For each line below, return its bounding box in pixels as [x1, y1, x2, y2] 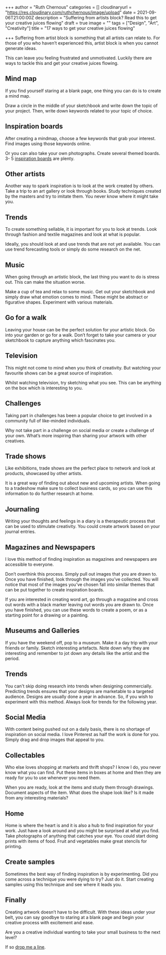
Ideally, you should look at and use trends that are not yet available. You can [5, 241, 161, 247]
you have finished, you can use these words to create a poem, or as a [5, 607, 147, 613]
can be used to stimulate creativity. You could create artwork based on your [5, 524, 160, 530]
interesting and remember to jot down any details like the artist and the [5, 650, 150, 656]
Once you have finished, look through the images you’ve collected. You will [5, 576, 159, 582]
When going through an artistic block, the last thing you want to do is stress [5, 274, 160, 280]
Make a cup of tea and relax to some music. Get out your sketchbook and [5, 289, 155, 295]
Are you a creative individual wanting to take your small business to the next [5, 929, 161, 935]
